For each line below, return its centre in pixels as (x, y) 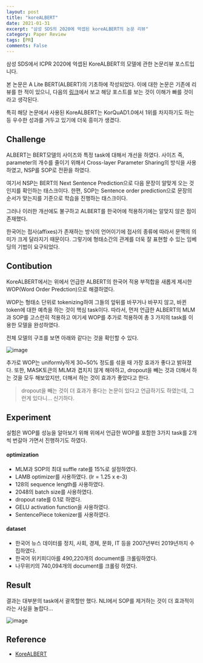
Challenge (26, 139)
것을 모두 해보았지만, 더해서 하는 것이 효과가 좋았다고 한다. (81, 378)
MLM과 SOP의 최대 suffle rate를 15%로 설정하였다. (76, 469)
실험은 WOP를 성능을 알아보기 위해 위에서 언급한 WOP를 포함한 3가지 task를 (97, 433)
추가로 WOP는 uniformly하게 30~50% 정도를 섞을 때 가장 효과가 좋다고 (91, 362)
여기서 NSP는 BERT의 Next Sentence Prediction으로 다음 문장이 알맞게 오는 (97, 183)
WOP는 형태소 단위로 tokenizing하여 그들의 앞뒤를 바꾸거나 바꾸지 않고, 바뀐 (96, 302)
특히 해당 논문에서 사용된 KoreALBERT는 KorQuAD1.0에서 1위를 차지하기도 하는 (101, 112)
